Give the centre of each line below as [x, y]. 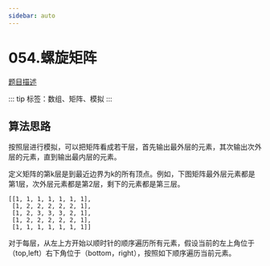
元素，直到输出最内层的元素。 [72, 157]
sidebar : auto [32, 16]
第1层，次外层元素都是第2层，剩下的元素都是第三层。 [96, 184]
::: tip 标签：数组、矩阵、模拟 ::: [60, 99]
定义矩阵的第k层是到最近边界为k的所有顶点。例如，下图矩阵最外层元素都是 [132, 174]
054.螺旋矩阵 [53, 58]
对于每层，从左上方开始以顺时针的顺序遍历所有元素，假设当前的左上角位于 [131, 243]
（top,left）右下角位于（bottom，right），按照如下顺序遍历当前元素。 [122, 253]
